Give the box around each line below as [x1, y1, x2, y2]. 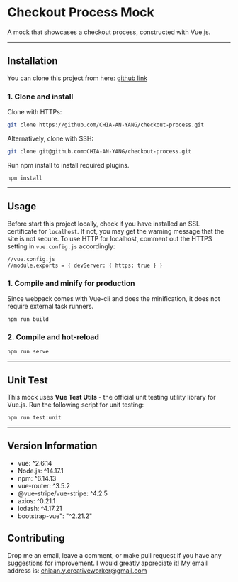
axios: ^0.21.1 [17, 496, 56, 505]
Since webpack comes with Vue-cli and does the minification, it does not [7, 294, 221, 302]
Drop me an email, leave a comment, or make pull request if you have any [7, 551, 222, 559]
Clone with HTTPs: [7, 108, 62, 116]
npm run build [7, 315, 50, 323]
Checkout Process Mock [7, 4, 154, 21]
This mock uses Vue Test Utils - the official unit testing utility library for [7, 393, 216, 402]
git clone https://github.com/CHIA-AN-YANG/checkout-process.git [7, 121, 204, 128]
